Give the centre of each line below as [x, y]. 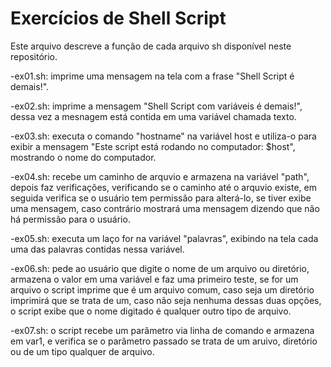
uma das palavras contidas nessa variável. [97, 249]
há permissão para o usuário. [70, 219]
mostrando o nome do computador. [83, 157]
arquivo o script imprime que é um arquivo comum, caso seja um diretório [162, 289]
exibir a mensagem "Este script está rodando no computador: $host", [153, 146]
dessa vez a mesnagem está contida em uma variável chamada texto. [153, 116]
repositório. [34, 56]
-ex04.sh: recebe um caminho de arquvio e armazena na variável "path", [160, 176]
